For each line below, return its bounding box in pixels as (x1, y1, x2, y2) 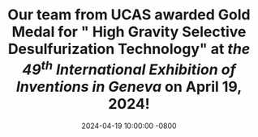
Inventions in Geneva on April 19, (15, 77, 243, 96)
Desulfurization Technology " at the (7, 40, 251, 58)
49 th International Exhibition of (22, 57, 236, 78)
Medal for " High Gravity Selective (11, 23, 247, 41)
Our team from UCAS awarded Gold (7, 6, 251, 24)
